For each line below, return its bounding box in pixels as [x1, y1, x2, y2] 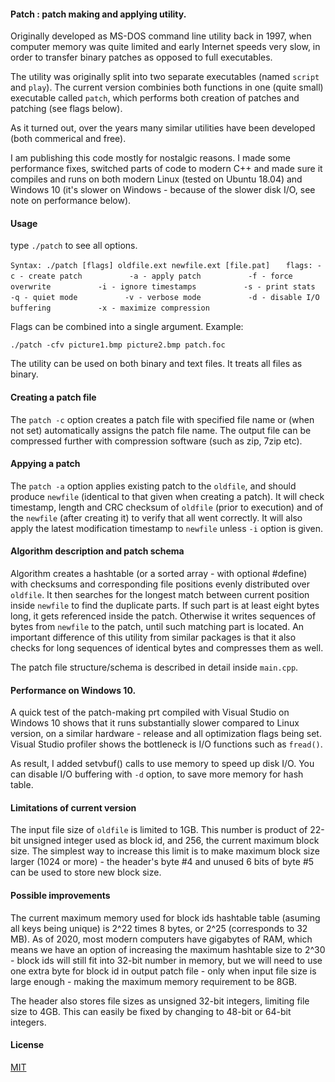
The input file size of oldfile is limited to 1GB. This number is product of [10, 824, 308, 836]
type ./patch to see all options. [10, 240, 138, 252]
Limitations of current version [10, 801, 137, 814]
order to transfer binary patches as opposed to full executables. [10, 51, 273, 64]
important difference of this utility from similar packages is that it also [10, 631, 297, 644]
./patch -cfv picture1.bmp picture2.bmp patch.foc [10, 340, 226, 350]
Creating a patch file [10, 391, 97, 403]
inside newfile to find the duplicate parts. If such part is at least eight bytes [10, 600, 320, 612]
